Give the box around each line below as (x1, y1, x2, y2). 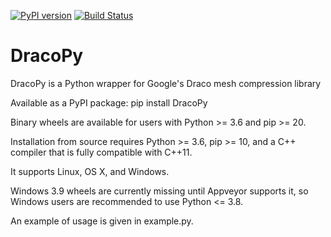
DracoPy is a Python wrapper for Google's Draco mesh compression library (10, 77, 322, 89)
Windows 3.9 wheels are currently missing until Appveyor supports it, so (10, 185, 309, 197)
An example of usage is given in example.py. (10, 215, 194, 227)
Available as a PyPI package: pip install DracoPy (10, 96, 208, 109)
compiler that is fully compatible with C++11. (10, 146, 193, 158)
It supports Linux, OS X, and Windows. (10, 165, 170, 177)
